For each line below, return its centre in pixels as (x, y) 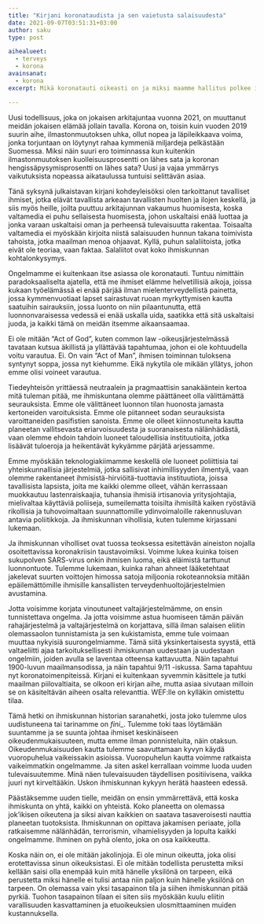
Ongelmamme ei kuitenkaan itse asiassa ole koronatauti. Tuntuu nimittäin (126, 273)
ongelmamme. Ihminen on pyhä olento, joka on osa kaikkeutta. (109, 839)
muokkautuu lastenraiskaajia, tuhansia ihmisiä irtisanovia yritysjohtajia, (123, 494)
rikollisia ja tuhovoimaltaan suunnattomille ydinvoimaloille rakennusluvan (125, 511)
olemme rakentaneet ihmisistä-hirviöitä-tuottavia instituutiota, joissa (118, 477)
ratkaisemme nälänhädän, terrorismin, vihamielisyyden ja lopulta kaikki (123, 831)
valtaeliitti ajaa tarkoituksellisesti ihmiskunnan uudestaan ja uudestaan (121, 650)
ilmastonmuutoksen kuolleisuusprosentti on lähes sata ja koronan (114, 159)
